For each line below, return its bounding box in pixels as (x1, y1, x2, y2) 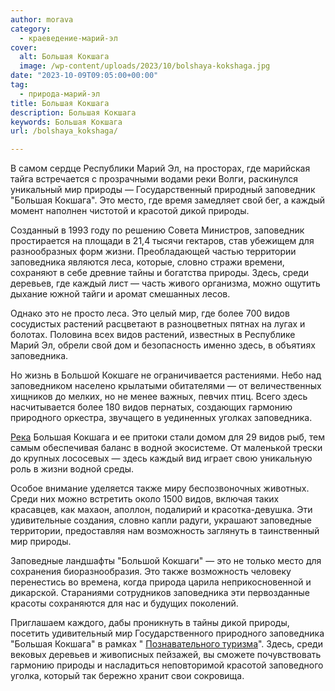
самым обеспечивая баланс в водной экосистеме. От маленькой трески (10, 442, 323, 454)
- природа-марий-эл (19, 89, 101, 99)
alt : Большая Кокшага (19, 52, 110, 62)
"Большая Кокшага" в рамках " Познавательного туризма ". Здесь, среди (10, 638, 323, 650)
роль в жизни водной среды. (10, 463, 135, 475)
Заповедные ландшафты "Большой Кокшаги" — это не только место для (10, 555, 322, 567)
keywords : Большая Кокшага (10, 117, 123, 127)
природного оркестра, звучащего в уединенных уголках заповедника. (10, 412, 313, 424)
